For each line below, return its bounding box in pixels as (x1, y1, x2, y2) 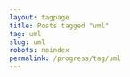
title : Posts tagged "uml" (9, 21, 110, 30)
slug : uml (9, 37, 46, 47)
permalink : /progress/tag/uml (9, 54, 122, 63)
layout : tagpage (9, 12, 69, 22)
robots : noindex (9, 46, 69, 55)
